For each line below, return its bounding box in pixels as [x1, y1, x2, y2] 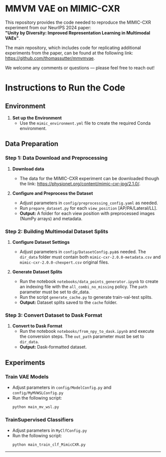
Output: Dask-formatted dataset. [19, 344, 87, 350]
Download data [12, 166, 44, 172]
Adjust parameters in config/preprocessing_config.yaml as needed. [19, 200, 158, 206]
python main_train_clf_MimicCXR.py [12, 442, 86, 448]
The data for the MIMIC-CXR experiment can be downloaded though [19, 175, 160, 181]
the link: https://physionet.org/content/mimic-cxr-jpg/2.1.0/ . [19, 181, 141, 186]
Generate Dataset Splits [12, 269, 63, 274]
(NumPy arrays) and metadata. [19, 216, 83, 222]
